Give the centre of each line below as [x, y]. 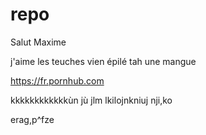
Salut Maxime [38, 42]
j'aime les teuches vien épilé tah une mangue [103, 61]
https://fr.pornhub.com [57, 80]
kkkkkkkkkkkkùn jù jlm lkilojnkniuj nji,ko [91, 100]
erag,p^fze [32, 119]
